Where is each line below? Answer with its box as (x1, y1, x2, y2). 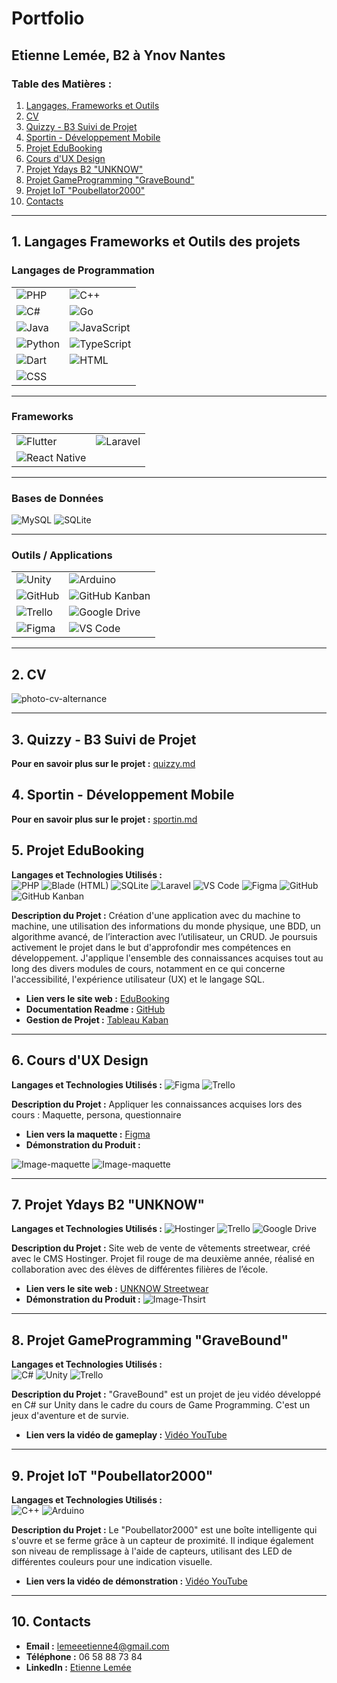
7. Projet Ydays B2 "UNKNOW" (11, 1196, 206, 1213)
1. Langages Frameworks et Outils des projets (11, 233, 301, 251)
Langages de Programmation (11, 263, 155, 277)
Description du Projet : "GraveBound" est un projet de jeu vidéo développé (11, 1388, 322, 1401)
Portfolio (11, 7, 85, 30)
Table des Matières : (11, 77, 113, 91)
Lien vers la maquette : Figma (25, 1128, 151, 1140)
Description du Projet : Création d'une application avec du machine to (11, 909, 301, 921)
